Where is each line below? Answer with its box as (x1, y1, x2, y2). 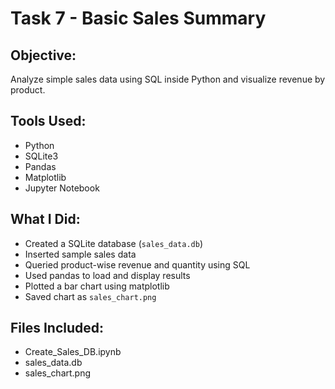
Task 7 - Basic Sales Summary (10, 7, 267, 30)
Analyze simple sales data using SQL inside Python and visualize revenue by (10, 73, 326, 85)
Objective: (10, 47, 77, 64)
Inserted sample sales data (24, 248, 137, 260)
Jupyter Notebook (24, 182, 100, 194)
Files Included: (10, 320, 105, 337)
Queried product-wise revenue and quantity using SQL (24, 258, 251, 271)
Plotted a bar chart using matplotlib (24, 280, 170, 292)
